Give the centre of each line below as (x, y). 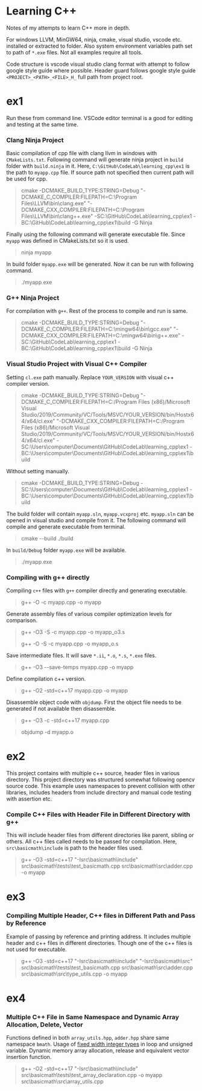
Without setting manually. (38, 471)
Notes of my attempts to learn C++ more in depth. (68, 28)
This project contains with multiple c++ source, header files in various (93, 773)
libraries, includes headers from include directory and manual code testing (99, 792)
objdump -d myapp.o (47, 732)
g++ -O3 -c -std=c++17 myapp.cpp (65, 720)
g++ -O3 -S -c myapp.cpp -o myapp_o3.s (73, 632)
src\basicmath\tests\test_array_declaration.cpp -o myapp (92, 1075)
